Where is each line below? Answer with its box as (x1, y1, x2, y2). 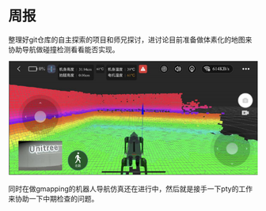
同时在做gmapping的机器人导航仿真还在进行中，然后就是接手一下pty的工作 (8, 183, 253, 194)
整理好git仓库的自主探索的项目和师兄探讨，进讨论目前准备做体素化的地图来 (8, 35, 253, 44)
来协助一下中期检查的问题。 (8, 194, 99, 203)
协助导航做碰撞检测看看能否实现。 (8, 44, 120, 54)
